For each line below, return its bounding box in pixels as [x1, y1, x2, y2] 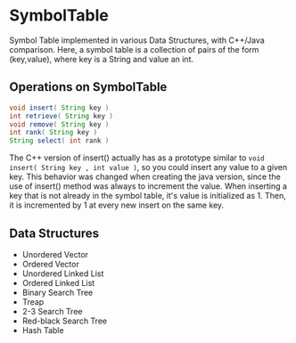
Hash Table [21, 324, 64, 335]
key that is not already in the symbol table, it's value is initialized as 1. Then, [9, 191, 287, 201]
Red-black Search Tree [21, 315, 108, 326]
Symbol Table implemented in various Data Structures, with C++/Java [9, 35, 265, 45]
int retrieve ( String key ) [9, 111, 114, 120]
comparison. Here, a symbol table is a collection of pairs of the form [9, 44, 259, 54]
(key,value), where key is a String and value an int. [9, 53, 194, 64]
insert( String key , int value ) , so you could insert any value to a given [9, 162, 288, 173]
